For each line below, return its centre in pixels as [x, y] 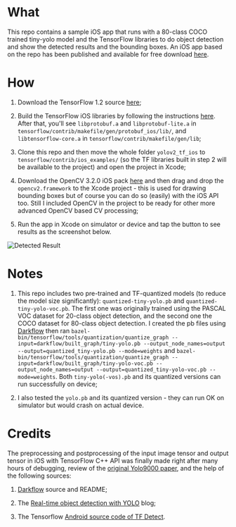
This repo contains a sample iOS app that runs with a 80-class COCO [107, 32]
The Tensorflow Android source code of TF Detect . [91, 516]
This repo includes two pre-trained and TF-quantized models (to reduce [122, 293]
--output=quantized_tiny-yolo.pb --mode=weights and [96, 350]
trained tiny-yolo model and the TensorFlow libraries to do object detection [116, 39]
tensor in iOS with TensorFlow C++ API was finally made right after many [113, 460]
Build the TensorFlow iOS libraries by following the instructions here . [116, 116]
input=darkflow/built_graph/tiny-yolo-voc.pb [85, 364]
